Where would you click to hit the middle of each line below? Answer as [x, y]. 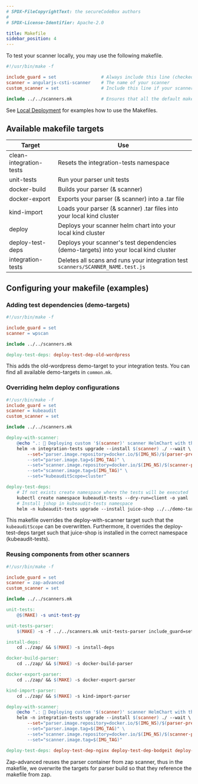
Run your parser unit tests [94, 180]
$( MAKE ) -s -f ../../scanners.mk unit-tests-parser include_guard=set [105, 631]
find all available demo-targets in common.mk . [59, 372]
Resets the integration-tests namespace [114, 163]
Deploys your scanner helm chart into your [117, 225]
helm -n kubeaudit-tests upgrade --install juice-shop [85, 509]
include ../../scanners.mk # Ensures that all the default [93, 99]
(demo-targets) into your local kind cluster [117, 250]
